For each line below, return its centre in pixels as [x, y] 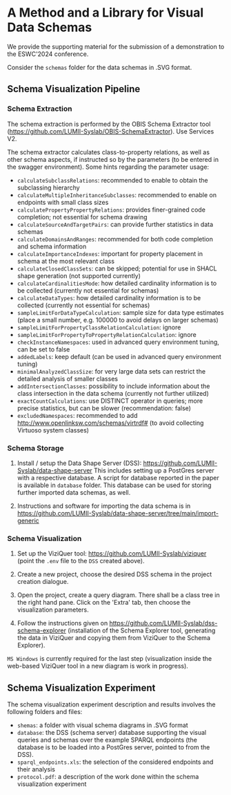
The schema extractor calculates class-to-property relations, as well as [109, 152]
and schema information [52, 246]
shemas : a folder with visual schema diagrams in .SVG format [102, 725]
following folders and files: [45, 712]
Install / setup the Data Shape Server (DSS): [79, 463]
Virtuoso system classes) [53, 430]
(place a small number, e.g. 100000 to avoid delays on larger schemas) [118, 320]
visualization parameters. [53, 610]
